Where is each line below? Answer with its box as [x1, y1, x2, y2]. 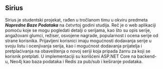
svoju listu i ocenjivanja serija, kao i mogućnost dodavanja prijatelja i [5, 43, 143, 48]
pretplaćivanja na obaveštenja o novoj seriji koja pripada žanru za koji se [5, 48, 151, 54]
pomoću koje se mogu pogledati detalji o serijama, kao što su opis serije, [5, 27, 151, 33]
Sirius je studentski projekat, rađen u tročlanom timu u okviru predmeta [5, 17, 148, 23]
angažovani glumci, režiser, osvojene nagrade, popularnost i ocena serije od [5, 32, 159, 38]
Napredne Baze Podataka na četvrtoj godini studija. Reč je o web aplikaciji [5, 22, 156, 28]
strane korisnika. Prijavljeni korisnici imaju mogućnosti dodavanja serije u [5, 38, 152, 44]
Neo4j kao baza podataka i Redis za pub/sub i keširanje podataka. [10, 58, 143, 64]
